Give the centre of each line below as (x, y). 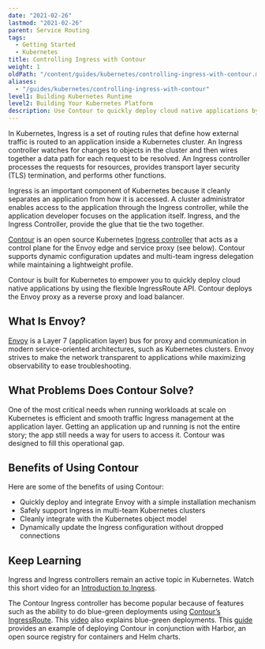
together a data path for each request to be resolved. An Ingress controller (129, 158)
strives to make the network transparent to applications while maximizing (127, 357)
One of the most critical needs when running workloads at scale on (117, 409)
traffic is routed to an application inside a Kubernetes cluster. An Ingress (125, 142)
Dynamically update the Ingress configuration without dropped (121, 527)
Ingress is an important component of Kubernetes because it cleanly (119, 191)
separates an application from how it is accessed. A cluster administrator (127, 199)
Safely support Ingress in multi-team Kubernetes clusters (112, 511)
